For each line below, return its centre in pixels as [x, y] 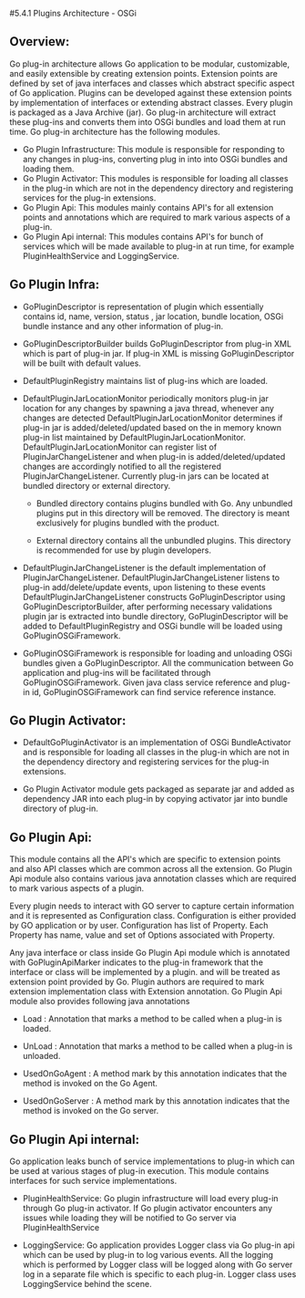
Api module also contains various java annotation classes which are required [153, 878]
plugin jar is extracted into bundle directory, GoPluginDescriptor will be [155, 616]
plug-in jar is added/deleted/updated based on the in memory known [152, 427]
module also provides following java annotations [100, 1002]
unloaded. [41, 1056]
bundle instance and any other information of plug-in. [123, 326]
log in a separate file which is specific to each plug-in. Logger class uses [159, 1274]
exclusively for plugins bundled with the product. [128, 523]
